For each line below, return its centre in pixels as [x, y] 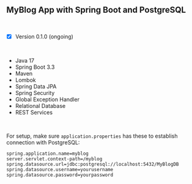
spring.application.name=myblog [47, 154]
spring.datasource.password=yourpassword [60, 175]
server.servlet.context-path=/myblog [54, 159]
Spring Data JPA [36, 86]
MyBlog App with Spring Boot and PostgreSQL [96, 10]
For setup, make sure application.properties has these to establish [92, 136]
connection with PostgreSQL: [43, 142]
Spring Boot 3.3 [35, 67]
